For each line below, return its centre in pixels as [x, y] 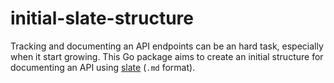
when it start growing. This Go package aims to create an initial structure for [167, 56]
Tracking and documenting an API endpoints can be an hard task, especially [167, 46]
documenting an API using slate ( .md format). [103, 67]
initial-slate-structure [102, 18]
